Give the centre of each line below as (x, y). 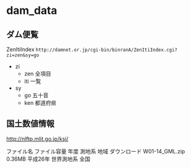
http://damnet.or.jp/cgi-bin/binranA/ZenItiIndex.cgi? (106, 50)
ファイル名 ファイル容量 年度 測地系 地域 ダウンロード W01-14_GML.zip (96, 151)
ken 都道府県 (40, 103)
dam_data (32, 11)
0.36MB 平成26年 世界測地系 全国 (48, 159)
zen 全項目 (38, 74)
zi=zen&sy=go (23, 55)
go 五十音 (36, 95)
